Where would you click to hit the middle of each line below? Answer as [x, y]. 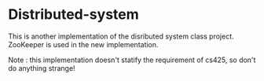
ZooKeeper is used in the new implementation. [83, 44]
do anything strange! [42, 68]
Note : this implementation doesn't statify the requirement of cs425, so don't [132, 60]
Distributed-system [73, 15]
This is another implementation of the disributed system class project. [121, 36]
